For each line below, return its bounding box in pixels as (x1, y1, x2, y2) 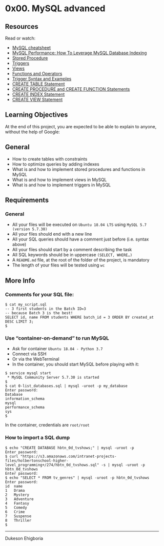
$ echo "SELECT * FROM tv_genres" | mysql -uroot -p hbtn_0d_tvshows (5, 475, 150, 480)
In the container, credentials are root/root (5, 422, 90, 428)
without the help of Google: (5, 129, 60, 135)
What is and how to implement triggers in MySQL (12, 182, 111, 188)
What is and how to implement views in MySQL (12, 177, 107, 182)
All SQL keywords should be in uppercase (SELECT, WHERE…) (12, 252, 133, 258)
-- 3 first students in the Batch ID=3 (5, 306, 86, 311)
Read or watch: (5, 35, 36, 41)
